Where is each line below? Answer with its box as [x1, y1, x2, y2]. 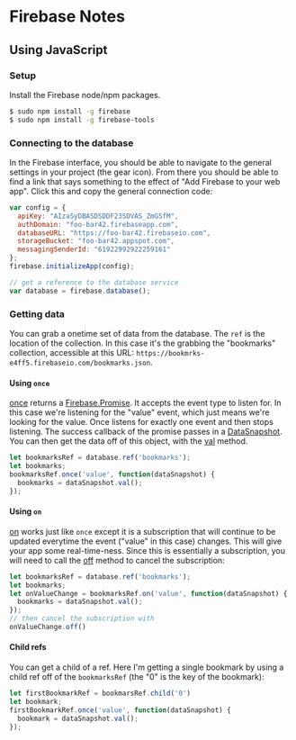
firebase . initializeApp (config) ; [9, 262, 135, 271]
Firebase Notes [9, 6, 126, 27]
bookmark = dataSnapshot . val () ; [17, 714, 139, 723]
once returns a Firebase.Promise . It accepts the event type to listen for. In [9, 398, 282, 409]
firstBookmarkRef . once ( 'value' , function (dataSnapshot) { [9, 705, 231, 715]
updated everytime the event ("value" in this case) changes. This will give [9, 536, 283, 546]
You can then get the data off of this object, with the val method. [9, 436, 248, 447]
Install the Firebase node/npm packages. [9, 89, 161, 100]
